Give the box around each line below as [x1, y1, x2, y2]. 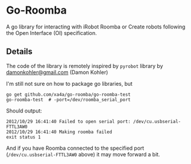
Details [6, 47, 33, 57]
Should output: [6, 107, 43, 114]
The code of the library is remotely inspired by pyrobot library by [6, 62, 164, 69]
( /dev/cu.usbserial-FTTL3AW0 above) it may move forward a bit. [6, 150, 160, 157]
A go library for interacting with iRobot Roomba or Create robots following [6, 23, 186, 30]
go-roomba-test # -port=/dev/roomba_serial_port [6, 97, 131, 102]
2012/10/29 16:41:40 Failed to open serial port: [6, 118, 131, 124]
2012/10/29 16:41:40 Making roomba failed [6, 128, 112, 135]
